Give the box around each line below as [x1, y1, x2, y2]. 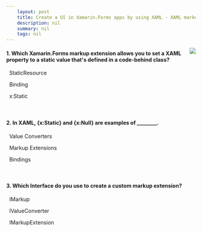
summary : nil [17, 25, 50, 32]
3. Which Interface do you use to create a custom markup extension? [6, 182, 182, 190]
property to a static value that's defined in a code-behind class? [6, 56, 170, 63]
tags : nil [17, 31, 42, 37]
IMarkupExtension [8, 218, 54, 226]
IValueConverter [8, 207, 50, 214]
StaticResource [8, 70, 47, 77]
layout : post [17, 8, 50, 15]
